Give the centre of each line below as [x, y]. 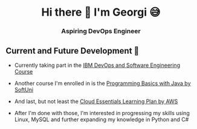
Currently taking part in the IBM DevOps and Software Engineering [97, 65]
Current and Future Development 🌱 [73, 51]
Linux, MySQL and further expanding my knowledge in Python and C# [102, 119]
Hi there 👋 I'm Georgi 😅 [101, 12]
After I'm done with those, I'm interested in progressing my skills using [102, 113]
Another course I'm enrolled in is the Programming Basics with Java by [102, 83]
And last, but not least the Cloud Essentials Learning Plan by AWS [96, 101]
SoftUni [24, 89]
